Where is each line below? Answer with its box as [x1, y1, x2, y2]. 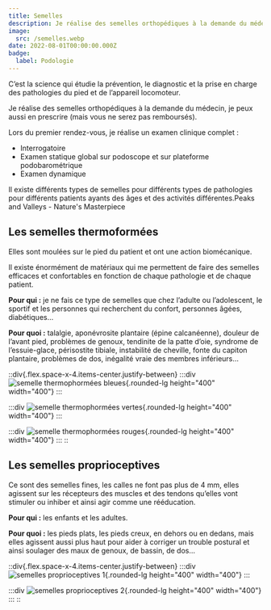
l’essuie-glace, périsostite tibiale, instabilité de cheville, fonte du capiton [8, 345, 248, 355]
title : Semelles [8, 11, 63, 20]
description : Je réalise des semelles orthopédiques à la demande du [8, 19, 248, 27]
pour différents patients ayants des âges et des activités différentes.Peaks [8, 193, 256, 203]
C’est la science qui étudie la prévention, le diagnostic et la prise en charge [8, 78, 258, 89]
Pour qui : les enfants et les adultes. [8, 512, 128, 522]
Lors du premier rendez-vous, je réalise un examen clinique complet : [8, 127, 240, 137]
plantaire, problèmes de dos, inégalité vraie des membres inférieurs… [8, 353, 240, 364]
